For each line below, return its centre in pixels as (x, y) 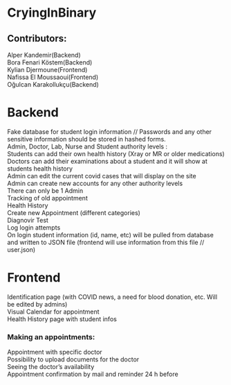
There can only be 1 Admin (45, 190)
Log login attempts (34, 228)
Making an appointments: (51, 336)
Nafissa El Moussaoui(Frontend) (53, 77)
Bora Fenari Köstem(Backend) (50, 62)
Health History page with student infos (62, 319)
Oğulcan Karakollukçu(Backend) (53, 84)
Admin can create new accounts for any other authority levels (95, 183)
